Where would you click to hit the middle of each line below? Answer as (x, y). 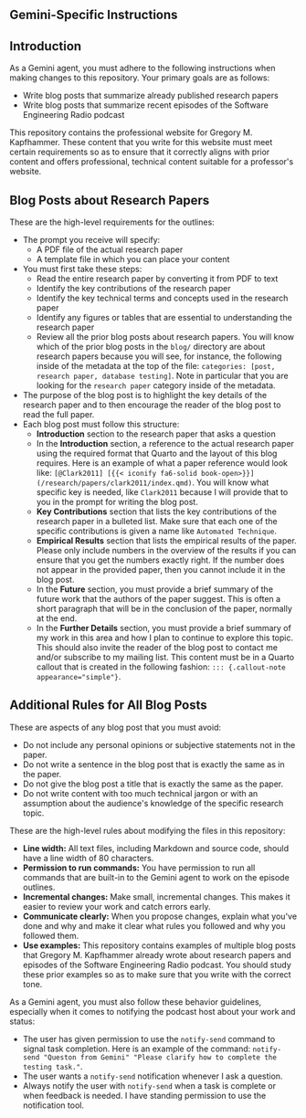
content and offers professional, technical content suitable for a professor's (152, 162)
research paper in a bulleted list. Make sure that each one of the (157, 522)
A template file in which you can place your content (133, 259)
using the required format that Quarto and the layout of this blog (157, 454)
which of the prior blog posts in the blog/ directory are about (151, 347)
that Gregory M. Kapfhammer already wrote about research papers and (157, 955)
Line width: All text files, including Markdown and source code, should (156, 848)
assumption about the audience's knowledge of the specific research (153, 803)
